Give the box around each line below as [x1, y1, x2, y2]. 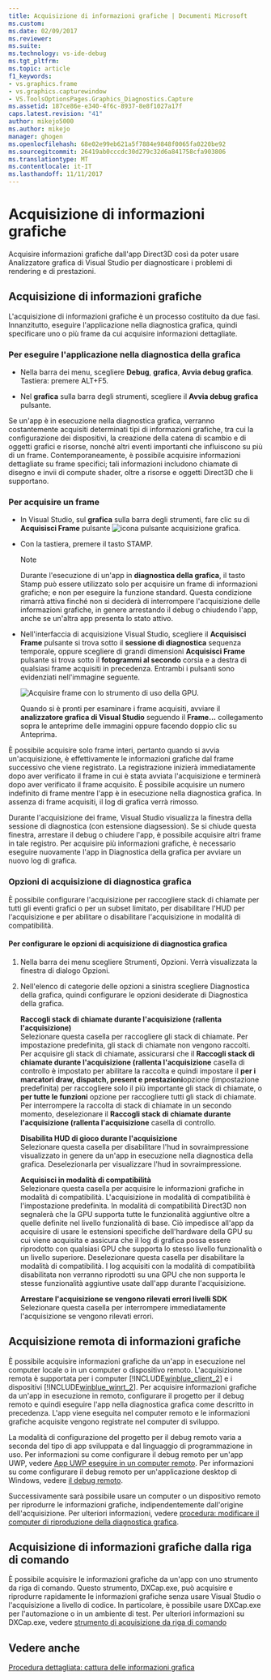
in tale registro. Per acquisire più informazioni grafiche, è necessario [8, 838, 236, 848]
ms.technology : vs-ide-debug [8, 49, 107, 58]
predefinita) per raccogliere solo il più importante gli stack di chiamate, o [19, 1083, 263, 1093]
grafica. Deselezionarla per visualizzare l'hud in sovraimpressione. [19, 1159, 242, 1168]
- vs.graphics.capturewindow [8, 87, 107, 96]
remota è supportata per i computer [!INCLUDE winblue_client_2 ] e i [8, 1374, 233, 1383]
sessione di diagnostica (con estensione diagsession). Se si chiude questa [8, 821, 256, 831]
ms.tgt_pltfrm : [8, 58, 60, 66]
